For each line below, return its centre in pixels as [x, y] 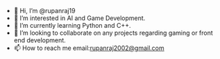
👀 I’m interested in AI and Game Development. [79, 18]
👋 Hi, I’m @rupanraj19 [44, 11]
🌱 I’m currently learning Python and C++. [72, 25]
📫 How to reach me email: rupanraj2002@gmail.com [89, 48]
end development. [40, 40]
